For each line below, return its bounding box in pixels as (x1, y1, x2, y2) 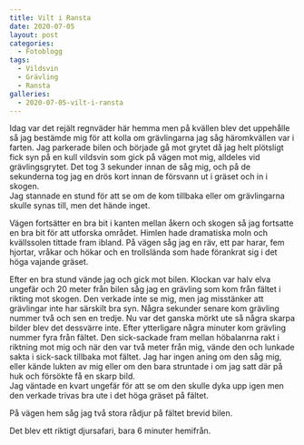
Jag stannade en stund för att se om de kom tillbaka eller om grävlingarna (9, 190, 286, 201)
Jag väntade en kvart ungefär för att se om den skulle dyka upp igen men (9, 380, 284, 391)
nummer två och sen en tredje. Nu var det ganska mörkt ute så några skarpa (9, 313, 296, 324)
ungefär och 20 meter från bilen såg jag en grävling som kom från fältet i (9, 284, 281, 295)
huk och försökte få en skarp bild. (9, 370, 136, 382)
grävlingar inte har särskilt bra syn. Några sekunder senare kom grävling (9, 303, 279, 314)
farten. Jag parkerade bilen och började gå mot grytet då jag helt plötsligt (9, 142, 284, 153)
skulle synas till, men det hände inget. (9, 200, 151, 211)
